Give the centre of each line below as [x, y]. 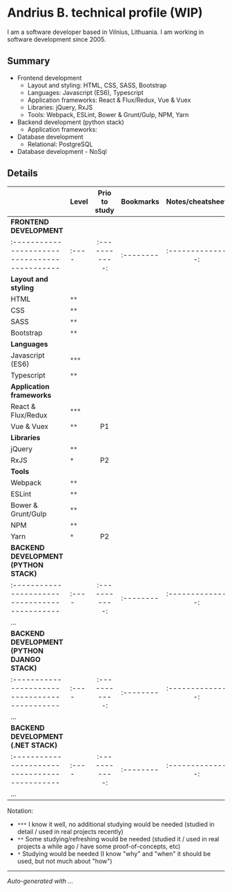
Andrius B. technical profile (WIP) [105, 13]
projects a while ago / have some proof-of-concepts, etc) [99, 846]
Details [22, 174]
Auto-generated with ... [40, 881]
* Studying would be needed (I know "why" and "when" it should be [114, 853]
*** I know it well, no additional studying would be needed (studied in [116, 824]
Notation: [20, 811]
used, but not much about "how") [65, 861]
